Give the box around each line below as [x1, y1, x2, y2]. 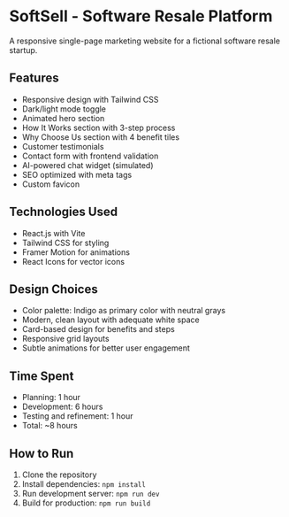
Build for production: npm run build [21, 498, 151, 508]
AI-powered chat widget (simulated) [21, 159, 154, 170]
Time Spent [9, 368, 74, 383]
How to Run [9, 445, 74, 461]
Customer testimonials [21, 141, 104, 151]
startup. [9, 44, 38, 55]
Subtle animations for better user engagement [21, 343, 190, 353]
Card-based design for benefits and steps [21, 324, 175, 335]
